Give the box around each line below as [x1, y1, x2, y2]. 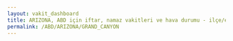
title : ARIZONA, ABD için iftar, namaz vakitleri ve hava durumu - [7, 17, 207, 24]
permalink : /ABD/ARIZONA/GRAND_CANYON [7, 23, 119, 30]
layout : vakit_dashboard [7, 10, 79, 17]
